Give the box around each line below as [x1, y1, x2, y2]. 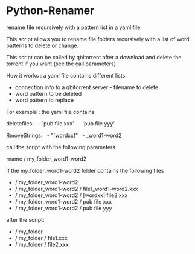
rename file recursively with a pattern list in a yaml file [6, 24, 141, 31]
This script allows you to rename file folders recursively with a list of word [6, 35, 190, 42]
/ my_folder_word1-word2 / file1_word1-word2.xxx [14, 185, 138, 192]
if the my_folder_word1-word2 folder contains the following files [6, 167, 164, 174]
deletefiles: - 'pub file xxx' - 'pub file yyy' [6, 119, 115, 127]
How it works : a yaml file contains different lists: [6, 72, 127, 79]
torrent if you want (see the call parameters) [6, 60, 117, 67]
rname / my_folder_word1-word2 [6, 155, 87, 162]
